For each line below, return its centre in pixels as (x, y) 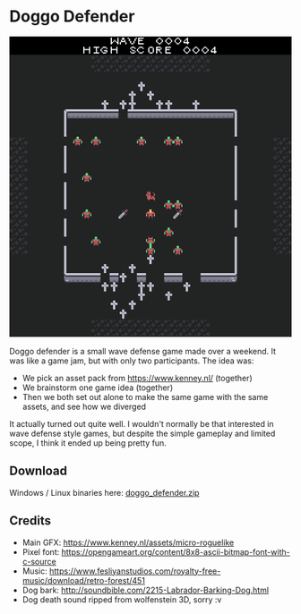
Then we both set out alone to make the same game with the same (145, 397)
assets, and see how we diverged (84, 406)
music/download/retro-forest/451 (84, 580)
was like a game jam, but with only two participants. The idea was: (132, 361)
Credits (30, 521)
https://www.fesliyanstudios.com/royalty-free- (135, 571)
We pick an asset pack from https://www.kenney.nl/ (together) (137, 378)
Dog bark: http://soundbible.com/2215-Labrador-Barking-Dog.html (146, 590)
